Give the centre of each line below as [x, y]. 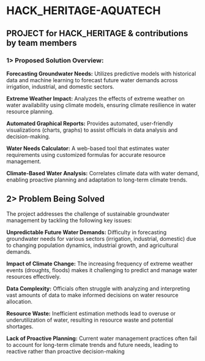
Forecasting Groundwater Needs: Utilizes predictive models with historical [101, 74]
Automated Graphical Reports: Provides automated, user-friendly [90, 123]
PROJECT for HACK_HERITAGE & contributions [97, 33]
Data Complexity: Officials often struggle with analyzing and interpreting [98, 288]
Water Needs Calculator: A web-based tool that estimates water [88, 148]
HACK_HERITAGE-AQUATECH [84, 11]
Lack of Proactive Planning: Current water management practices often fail [102, 338]
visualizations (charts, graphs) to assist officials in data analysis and [92, 130]
